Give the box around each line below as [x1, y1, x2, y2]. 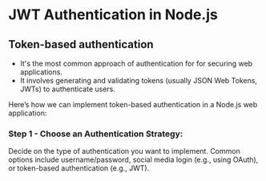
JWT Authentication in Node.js [8, 6, 218, 24]
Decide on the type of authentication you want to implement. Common [8, 147, 240, 156]
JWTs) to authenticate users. [19, 84, 116, 94]
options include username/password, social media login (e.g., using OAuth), [8, 155, 259, 165]
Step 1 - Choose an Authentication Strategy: [8, 128, 183, 139]
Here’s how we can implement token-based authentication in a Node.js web [8, 100, 258, 109]
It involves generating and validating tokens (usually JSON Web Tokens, [19, 76, 258, 85]
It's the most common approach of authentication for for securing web [19, 58, 253, 68]
